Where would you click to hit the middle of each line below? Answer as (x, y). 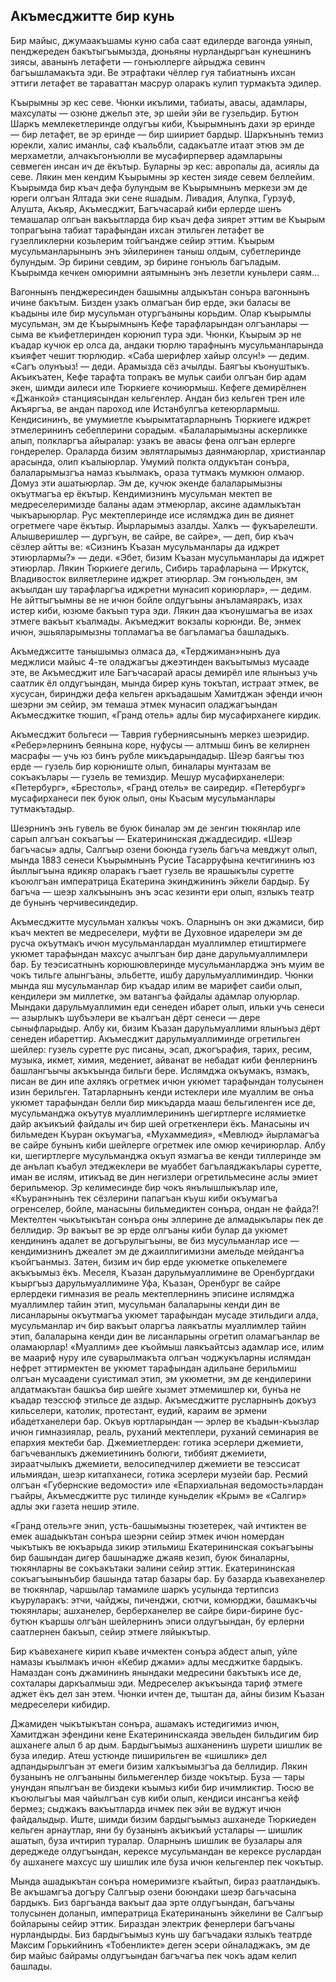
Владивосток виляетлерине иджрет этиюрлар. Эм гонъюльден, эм (154, 578)
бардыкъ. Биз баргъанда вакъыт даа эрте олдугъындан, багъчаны (152, 1902)
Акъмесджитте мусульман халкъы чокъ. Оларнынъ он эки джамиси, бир (167, 921)
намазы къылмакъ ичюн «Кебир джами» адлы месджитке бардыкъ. (156, 1661)
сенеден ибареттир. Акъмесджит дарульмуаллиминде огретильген (155, 1038)
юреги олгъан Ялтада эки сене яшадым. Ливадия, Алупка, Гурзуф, (153, 198)
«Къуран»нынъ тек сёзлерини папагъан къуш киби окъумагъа (144, 1198)
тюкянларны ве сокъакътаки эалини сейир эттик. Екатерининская (152, 1568)
